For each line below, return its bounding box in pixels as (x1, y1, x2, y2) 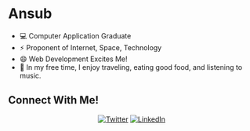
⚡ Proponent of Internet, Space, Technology (19, 42, 162, 52)
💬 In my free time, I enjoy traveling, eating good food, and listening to (19, 62, 243, 71)
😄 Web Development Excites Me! (19, 54, 128, 64)
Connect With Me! (8, 93, 100, 107)
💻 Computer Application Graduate (19, 31, 132, 40)
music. (19, 71, 42, 80)
